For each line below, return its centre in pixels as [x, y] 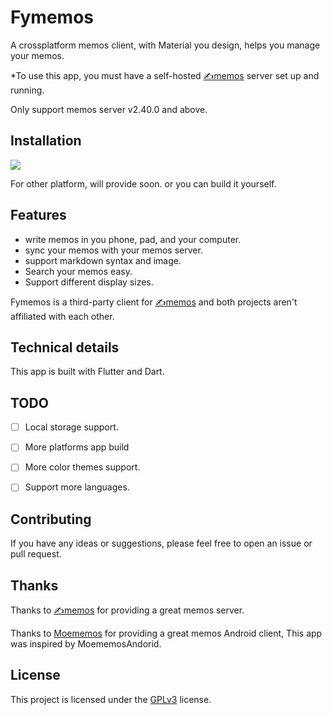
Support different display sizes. [89, 282]
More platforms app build [77, 447]
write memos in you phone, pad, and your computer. [133, 239]
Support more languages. [77, 487]
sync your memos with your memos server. [113, 250]
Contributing [51, 519]
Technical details [65, 347]
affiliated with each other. [62, 316]
